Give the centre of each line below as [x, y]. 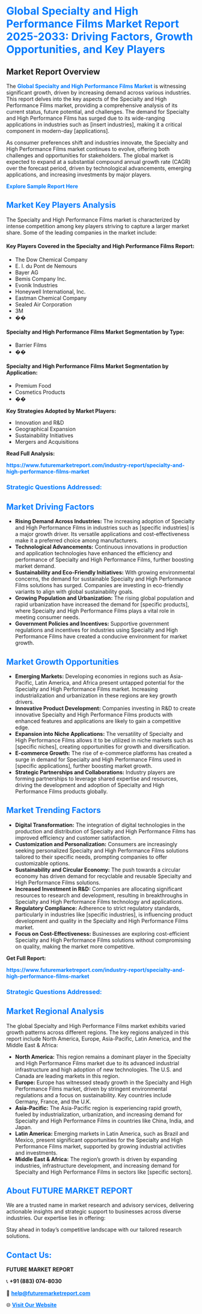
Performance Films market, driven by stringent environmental [91, 1089]
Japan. [23, 1127]
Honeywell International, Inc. [50, 292]
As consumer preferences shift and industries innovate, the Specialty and [97, 142]
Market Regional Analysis [55, 1011]
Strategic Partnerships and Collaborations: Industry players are [95, 772]
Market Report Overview [53, 71]
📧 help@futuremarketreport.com [48, 1294]
